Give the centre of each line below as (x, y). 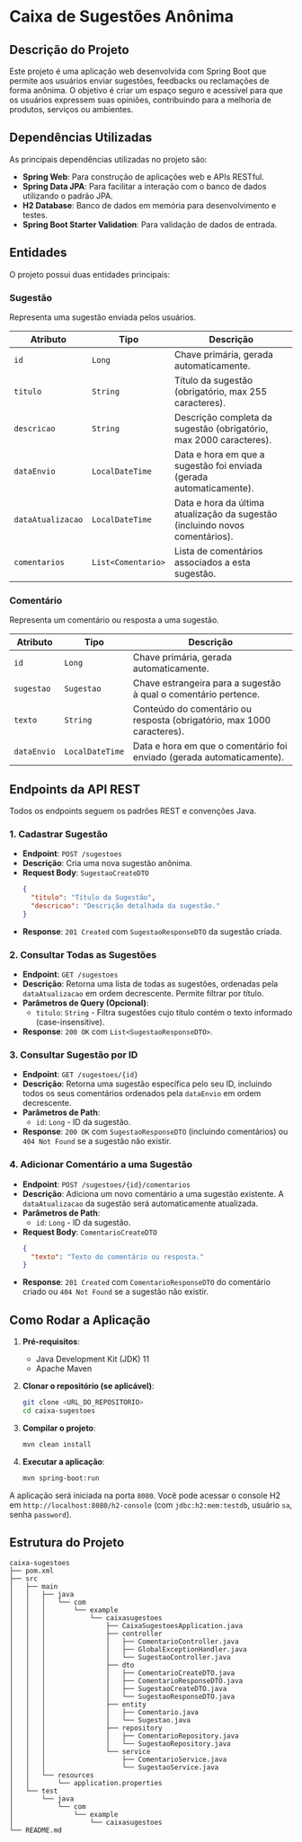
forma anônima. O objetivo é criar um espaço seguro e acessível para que (146, 90)
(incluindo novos (209, 525)
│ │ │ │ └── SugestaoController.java (120, 1658)
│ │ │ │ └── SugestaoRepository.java (120, 1744)
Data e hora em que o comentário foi (210, 746)
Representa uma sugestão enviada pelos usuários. (102, 317)
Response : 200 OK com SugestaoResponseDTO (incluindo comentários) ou (155, 1132)
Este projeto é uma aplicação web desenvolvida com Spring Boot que (138, 71)
